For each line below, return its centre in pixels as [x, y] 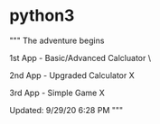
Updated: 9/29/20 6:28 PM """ [66, 110]
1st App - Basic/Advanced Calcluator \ [80, 58]
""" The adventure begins [57, 40]
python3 [42, 16]
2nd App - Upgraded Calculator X [72, 75]
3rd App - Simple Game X [57, 93]
